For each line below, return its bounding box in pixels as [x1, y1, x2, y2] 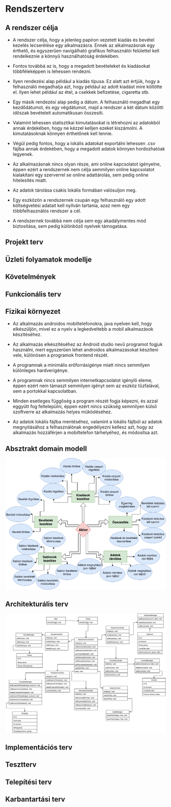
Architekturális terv [5, 600, 69, 608]
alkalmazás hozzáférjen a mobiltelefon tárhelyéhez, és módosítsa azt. [12, 429, 159, 436]
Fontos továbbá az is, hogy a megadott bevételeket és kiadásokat [12, 63, 150, 69]
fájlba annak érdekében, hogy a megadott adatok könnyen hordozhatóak [12, 146, 165, 152]
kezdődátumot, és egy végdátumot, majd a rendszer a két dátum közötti [12, 104, 164, 110]
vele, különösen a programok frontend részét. [12, 352, 109, 358]
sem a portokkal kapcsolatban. [12, 388, 77, 394]
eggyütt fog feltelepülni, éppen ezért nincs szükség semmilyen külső [12, 404, 157, 410]
